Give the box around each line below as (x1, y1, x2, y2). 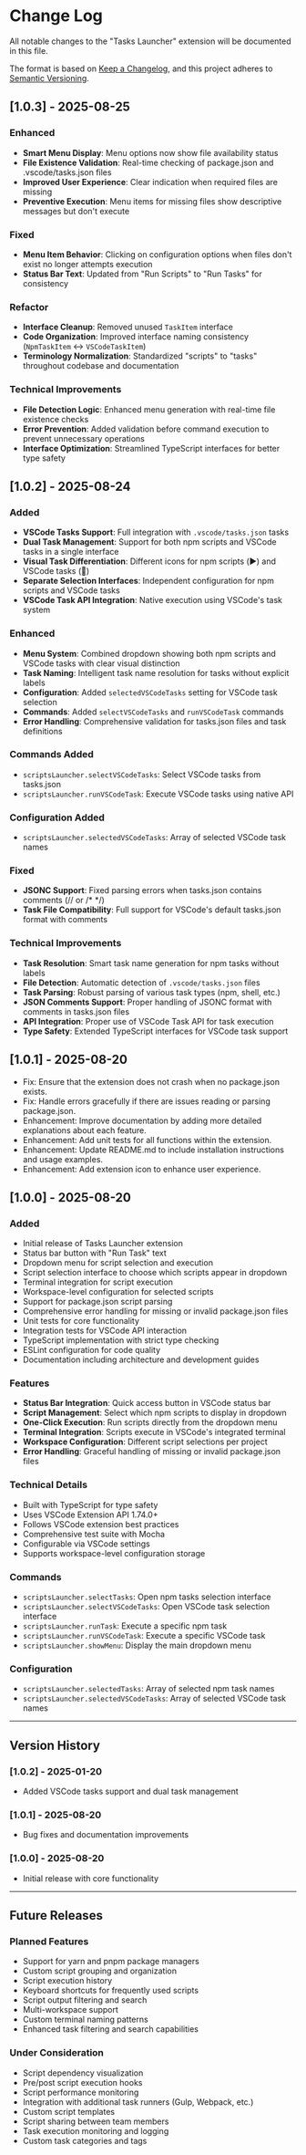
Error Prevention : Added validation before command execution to (22, 423, 270, 434)
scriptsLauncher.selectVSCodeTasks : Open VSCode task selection (22, 1601, 270, 1612)
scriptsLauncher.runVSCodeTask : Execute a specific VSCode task (22, 1630, 266, 1641)
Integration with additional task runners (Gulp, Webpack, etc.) (22, 2096, 254, 2108)
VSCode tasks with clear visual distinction (22, 658, 180, 669)
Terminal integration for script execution (22, 1276, 173, 1287)
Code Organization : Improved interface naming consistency (22, 331, 249, 342)
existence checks (22, 413, 89, 424)
